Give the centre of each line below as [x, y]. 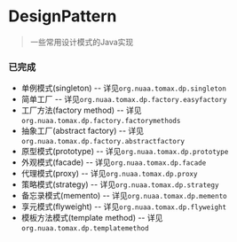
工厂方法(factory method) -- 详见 [81, 110]
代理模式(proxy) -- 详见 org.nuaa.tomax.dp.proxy [109, 174]
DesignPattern [63, 16]
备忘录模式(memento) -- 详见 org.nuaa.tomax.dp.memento [124, 196]
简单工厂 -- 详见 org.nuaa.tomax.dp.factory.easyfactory [124, 99]
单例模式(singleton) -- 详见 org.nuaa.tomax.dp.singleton [124, 88]
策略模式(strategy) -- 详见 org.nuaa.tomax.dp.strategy [120, 184]
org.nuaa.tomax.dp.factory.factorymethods [101, 121]
